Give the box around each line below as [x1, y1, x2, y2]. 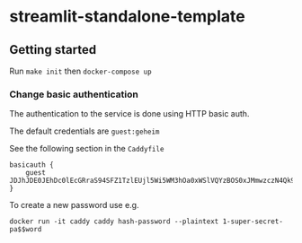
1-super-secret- [222, 217, 283, 226]
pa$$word [9, 225, 42, 234]
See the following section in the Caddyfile [9, 143, 164, 154]
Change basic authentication [9, 88, 139, 100]
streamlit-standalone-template [9, 6, 245, 27]
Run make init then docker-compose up [9, 65, 152, 76]
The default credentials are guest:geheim [9, 126, 160, 136]
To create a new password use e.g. [9, 200, 139, 211]
